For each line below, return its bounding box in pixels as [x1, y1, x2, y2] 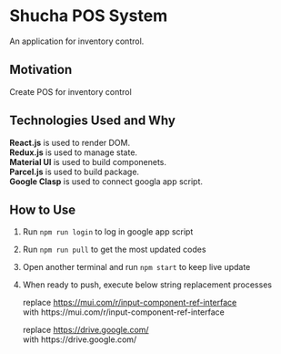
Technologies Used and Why [9, 113, 176, 129]
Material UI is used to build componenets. [9, 156, 166, 167]
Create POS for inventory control [9, 86, 132, 97]
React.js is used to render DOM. [9, 137, 130, 148]
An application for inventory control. [9, 36, 145, 47]
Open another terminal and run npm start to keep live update [22, 262, 251, 273]
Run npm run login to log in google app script [22, 226, 194, 237]
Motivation [9, 62, 73, 78]
